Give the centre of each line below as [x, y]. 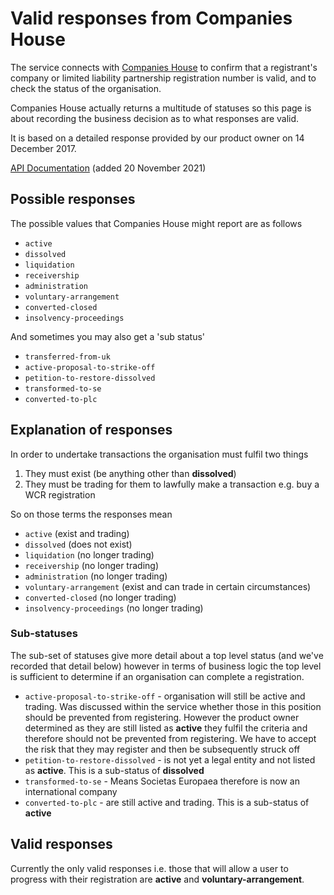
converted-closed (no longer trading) [100, 597]
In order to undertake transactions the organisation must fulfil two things [159, 454]
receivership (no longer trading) [92, 565]
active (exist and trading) [77, 533]
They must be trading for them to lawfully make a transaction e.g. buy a [172, 484]
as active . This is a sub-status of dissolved [114, 770]
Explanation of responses [91, 430]
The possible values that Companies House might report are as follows [156, 223]
